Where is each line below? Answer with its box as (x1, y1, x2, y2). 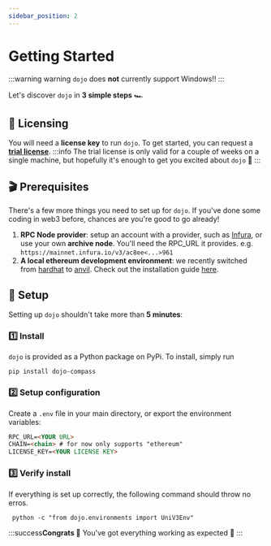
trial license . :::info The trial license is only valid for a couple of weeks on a (8, 147, 260, 157)
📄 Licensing (8, 116, 69, 130)
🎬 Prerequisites (8, 180, 89, 193)
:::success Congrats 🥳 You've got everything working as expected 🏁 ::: (8, 527, 243, 537)
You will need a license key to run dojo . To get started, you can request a (8, 138, 253, 148)
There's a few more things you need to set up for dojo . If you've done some (8, 206, 261, 215)
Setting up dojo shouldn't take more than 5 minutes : (8, 310, 183, 319)
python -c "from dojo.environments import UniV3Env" (11, 513, 195, 522)
